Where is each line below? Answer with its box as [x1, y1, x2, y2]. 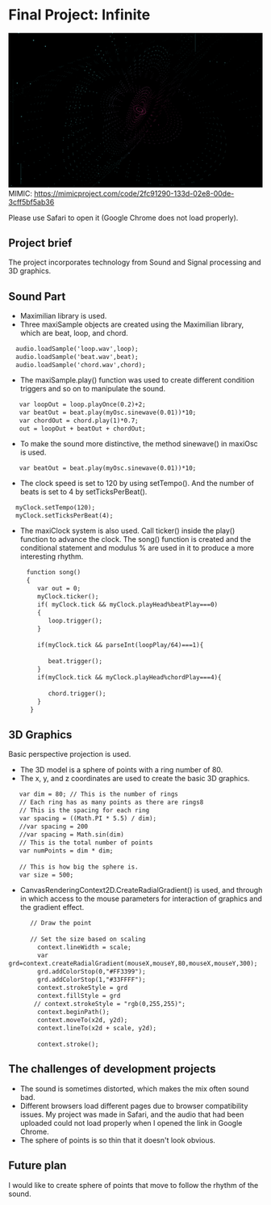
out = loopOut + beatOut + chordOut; [19, 425, 147, 433]
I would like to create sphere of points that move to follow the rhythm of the [8, 1180, 259, 1190]
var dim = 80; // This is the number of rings [19, 790, 179, 798]
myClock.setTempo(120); [15, 504, 95, 512]
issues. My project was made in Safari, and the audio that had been [19, 1110, 244, 1119]
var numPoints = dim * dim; [19, 847, 114, 855]
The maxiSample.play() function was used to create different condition [19, 375, 255, 385]
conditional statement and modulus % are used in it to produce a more [19, 543, 255, 553]
